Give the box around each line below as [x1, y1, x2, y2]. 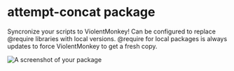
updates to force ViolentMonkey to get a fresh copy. [7, 42, 158, 50]
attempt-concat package [7, 4, 156, 20]
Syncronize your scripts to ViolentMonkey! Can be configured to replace [7, 27, 216, 35]
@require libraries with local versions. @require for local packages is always [7, 34, 228, 42]
